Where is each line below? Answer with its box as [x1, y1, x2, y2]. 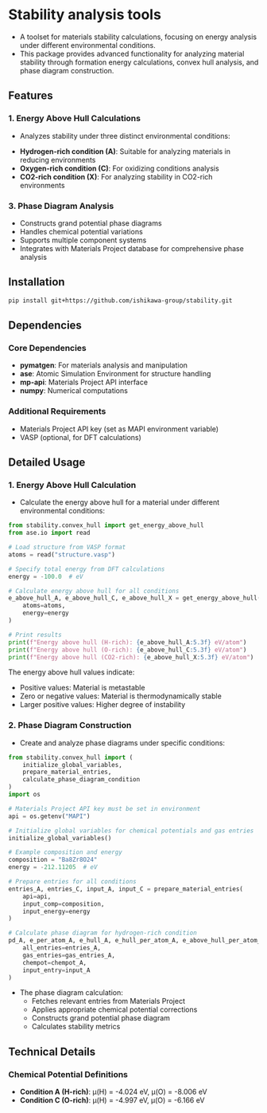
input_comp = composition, [22, 899, 105, 908]
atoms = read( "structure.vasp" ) [8, 550, 115, 559]
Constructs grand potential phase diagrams [19, 218, 162, 228]
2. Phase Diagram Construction [8, 720, 132, 731]
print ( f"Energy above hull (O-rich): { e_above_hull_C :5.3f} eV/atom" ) [8, 646, 247, 654]
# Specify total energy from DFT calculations [8, 564, 165, 573]
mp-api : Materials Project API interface [19, 377, 149, 387]
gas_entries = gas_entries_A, [22, 951, 115, 959]
